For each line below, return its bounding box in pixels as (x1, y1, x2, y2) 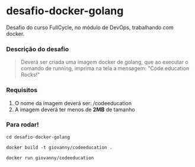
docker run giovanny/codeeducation (6, 155, 94, 161)
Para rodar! (6, 121, 39, 129)
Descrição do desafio (6, 45, 69, 53)
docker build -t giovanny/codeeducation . (6, 144, 113, 150)
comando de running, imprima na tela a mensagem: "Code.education (20, 65, 190, 72)
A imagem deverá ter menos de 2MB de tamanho (14, 106, 135, 113)
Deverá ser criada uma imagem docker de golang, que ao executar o (20, 58, 188, 66)
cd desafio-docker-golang (6, 134, 70, 140)
